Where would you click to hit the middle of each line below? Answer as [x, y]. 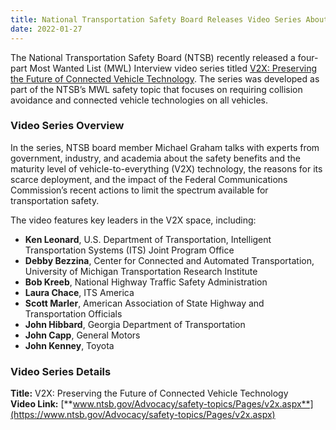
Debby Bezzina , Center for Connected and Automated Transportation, [169, 260]
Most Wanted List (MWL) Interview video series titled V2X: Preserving [173, 68]
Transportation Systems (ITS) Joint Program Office [129, 250]
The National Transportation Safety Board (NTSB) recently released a [153, 57]
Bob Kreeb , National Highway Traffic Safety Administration [146, 282]
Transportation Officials [73, 313]
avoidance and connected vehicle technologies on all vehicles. [139, 100]
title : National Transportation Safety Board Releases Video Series [156, 19]
